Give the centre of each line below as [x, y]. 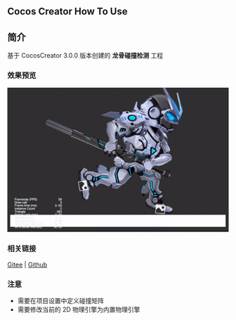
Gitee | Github [27, 264]
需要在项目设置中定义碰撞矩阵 [60, 301]
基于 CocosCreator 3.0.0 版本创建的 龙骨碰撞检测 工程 [85, 56]
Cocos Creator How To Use [67, 12]
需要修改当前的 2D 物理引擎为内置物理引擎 [79, 309]
